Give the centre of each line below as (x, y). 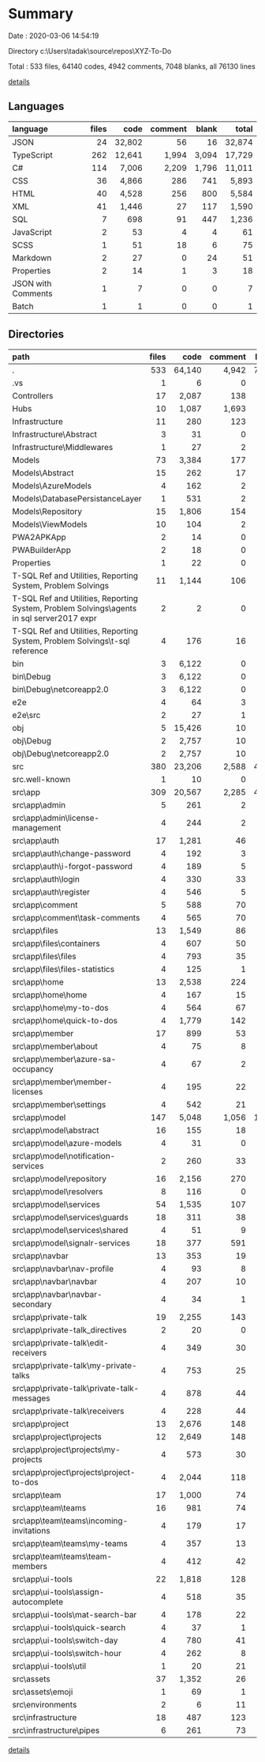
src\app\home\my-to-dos (60, 1008)
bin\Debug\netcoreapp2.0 (60, 689)
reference (30, 651)
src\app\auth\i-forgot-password (72, 866)
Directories (36, 334)
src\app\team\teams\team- (62, 1556)
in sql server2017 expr (54, 618)
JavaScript (32, 232)
